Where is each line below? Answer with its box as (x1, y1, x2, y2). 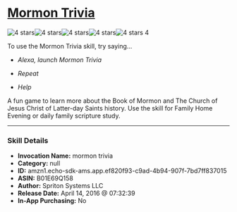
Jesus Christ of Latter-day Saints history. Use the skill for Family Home (7, 104, 213, 112)
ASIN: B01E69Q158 (17, 174, 74, 182)
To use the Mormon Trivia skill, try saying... (7, 42, 133, 50)
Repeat (17, 69, 39, 77)
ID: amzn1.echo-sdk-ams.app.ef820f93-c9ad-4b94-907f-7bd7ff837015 (17, 167, 227, 175)
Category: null (17, 159, 61, 168)
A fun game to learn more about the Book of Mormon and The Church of (7, 96, 218, 105)
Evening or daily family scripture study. (7, 111, 121, 120)
